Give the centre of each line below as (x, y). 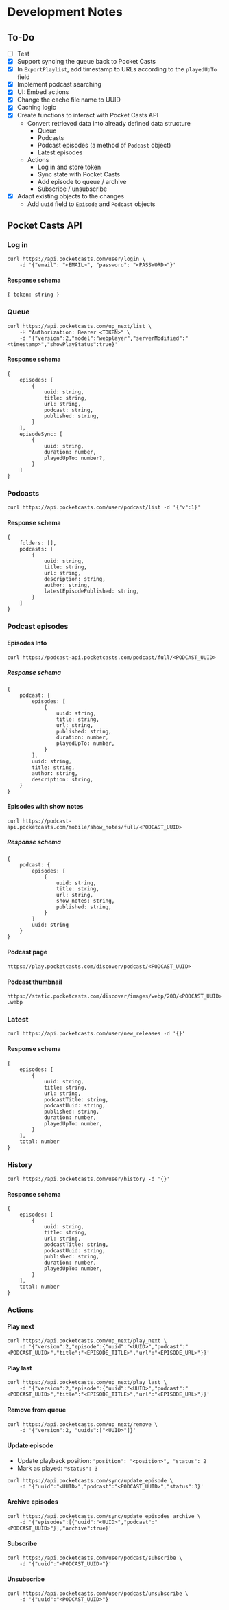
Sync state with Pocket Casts (79, 174)
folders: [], (38, 543)
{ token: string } (33, 295)
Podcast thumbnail (35, 982)
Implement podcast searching (59, 84)
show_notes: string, (85, 901)
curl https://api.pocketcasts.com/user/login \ (76, 259)
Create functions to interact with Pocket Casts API (88, 115)
